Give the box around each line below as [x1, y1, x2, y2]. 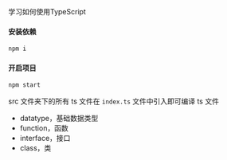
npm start [8, 81, 41, 89]
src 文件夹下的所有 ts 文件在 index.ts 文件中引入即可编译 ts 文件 [8, 96, 219, 106]
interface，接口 [19, 134, 71, 143]
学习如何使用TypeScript [8, 7, 86, 16]
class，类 [19, 143, 52, 153]
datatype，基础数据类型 [19, 114, 99, 123]
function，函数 [19, 123, 69, 133]
